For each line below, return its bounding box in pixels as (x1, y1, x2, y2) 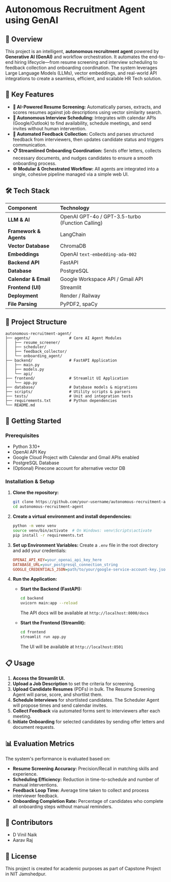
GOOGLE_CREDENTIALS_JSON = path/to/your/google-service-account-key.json (12, 567, 168, 572)
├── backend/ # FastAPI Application (5, 358, 117, 363)
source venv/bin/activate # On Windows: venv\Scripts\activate (12, 528, 152, 533)
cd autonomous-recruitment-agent (12, 504, 84, 509)
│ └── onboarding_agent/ (5, 353, 63, 359)
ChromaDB (60, 242, 87, 249)
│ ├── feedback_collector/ (5, 349, 67, 354)
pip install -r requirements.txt (12, 533, 84, 538)
